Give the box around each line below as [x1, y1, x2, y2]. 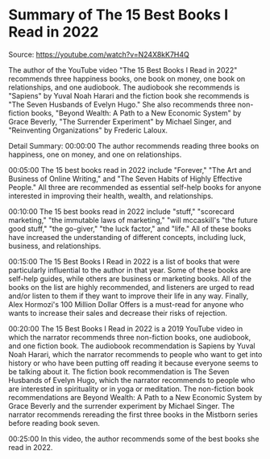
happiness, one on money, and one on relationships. [8, 149, 182, 159]
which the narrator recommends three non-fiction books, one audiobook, [8, 332, 251, 342]
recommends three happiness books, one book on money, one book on [8, 74, 246, 83]
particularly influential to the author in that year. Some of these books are [8, 265, 251, 275]
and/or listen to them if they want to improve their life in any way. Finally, [8, 291, 249, 301]
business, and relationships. [8, 241, 102, 251]
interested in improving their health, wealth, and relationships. [8, 191, 214, 200]
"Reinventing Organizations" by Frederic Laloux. [8, 125, 168, 135]
